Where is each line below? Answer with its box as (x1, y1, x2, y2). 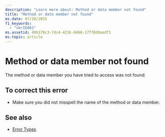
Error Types (12, 126, 36, 133)
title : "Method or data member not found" (5, 12, 94, 17)
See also (5, 113, 32, 122)
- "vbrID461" (9, 26, 36, 30)
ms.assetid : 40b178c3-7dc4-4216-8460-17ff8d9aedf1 (5, 30, 111, 35)
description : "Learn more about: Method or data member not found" (5, 7, 147, 12)
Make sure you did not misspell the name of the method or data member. (12, 99, 160, 105)
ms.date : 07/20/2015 (5, 16, 48, 21)
